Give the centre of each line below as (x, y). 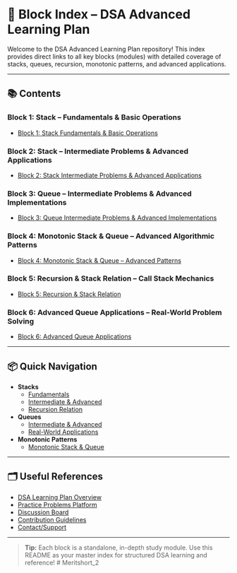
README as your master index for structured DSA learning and (116, 555)
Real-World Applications (63, 432)
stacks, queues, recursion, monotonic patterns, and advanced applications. (117, 64)
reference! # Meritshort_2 (62, 562)
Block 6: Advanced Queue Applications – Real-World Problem (115, 312)
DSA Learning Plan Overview (60, 497)
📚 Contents (34, 94)
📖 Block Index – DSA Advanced (99, 14)
